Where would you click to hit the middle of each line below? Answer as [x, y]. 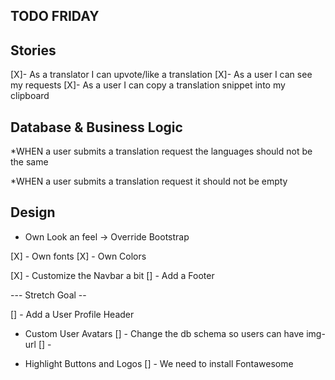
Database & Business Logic [96, 127]
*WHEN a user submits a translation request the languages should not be [161, 151]
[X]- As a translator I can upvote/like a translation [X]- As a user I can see [161, 75]
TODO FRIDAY [55, 16]
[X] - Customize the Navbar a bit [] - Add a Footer [112, 275]
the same [29, 162]
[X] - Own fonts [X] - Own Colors [78, 256]
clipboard [30, 96]
